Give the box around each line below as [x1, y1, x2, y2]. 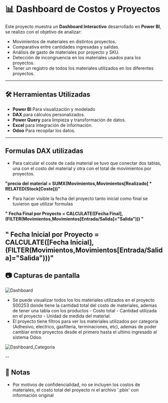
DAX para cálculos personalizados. [12, 111, 85, 117]
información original [12, 392, 54, 398]
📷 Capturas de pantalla [5, 271, 80, 280]
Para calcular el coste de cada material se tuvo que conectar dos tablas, [12, 160, 161, 166]
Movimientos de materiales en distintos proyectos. [12, 38, 116, 45]
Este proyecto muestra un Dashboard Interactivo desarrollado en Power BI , [5, 23, 161, 30]
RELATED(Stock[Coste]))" [5, 185, 60, 191]
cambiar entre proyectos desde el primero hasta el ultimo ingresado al [12, 329, 157, 335]
